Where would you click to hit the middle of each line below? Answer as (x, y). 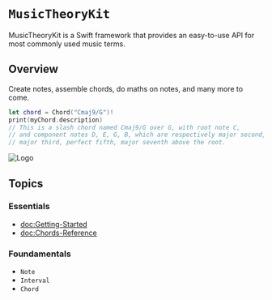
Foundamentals (40, 254)
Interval (35, 281)
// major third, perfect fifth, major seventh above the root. (117, 143)
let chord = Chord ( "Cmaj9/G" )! (61, 112)
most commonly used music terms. (67, 44)
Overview (34, 69)
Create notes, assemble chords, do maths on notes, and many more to (126, 88)
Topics (26, 184)
